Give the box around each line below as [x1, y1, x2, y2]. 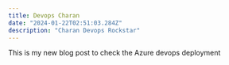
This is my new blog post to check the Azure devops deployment [8, 48, 221, 58]
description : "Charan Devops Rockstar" [8, 26, 141, 34]
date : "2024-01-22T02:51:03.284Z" [8, 19, 123, 27]
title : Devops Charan [8, 11, 80, 20]
